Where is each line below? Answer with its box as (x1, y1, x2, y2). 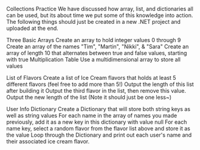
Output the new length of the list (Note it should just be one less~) (6, 94, 172, 101)
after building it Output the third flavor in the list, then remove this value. (6, 87, 187, 94)
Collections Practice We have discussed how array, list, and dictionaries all (6, 5, 193, 12)
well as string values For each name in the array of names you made (6, 112, 178, 119)
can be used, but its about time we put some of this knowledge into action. (6, 12, 193, 19)
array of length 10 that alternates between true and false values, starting (6, 49, 187, 57)
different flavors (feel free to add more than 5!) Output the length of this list (6, 80, 195, 88)
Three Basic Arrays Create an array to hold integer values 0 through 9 (6, 37, 181, 43)
